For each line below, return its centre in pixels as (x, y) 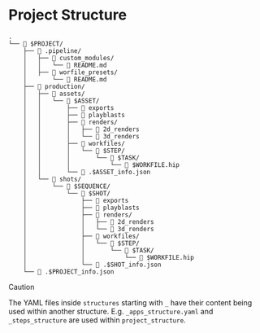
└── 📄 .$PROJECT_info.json (69, 272)
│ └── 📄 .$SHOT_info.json (92, 265)
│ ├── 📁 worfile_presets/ (70, 72)
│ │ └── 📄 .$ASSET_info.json (87, 172)
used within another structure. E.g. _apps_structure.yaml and (111, 311)
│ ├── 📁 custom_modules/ (69, 58)
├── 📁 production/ (54, 86)
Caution (22, 287)
